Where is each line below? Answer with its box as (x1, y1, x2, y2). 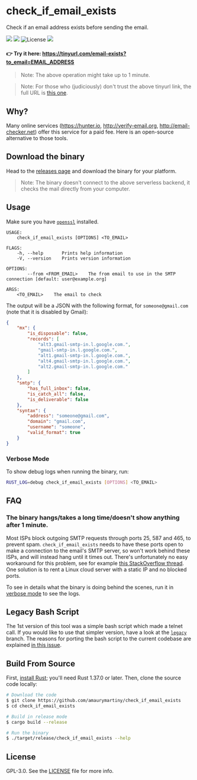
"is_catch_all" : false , (27, 391, 86, 397)
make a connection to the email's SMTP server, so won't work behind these (6, 547, 190, 554)
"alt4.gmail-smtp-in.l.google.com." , (37, 358, 131, 364)
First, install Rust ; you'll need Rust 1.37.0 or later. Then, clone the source (6, 674, 182, 681)
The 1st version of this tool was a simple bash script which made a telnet (6, 623, 183, 630)
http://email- (159, 122, 190, 129)
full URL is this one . (20, 89, 68, 96)
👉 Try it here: (6, 50, 41, 57)
